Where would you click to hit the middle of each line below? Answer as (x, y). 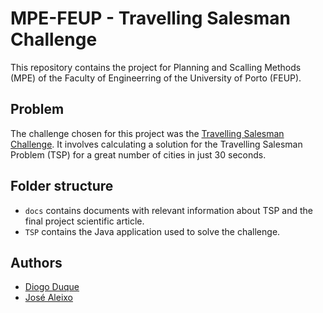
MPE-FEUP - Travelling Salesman (150, 18)
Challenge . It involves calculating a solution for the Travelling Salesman (156, 144)
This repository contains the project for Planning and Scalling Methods (156, 67)
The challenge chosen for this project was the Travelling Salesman (147, 133)
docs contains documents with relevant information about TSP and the (169, 210)
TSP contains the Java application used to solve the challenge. (152, 231)
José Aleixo (48, 298)
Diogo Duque (52, 287)
